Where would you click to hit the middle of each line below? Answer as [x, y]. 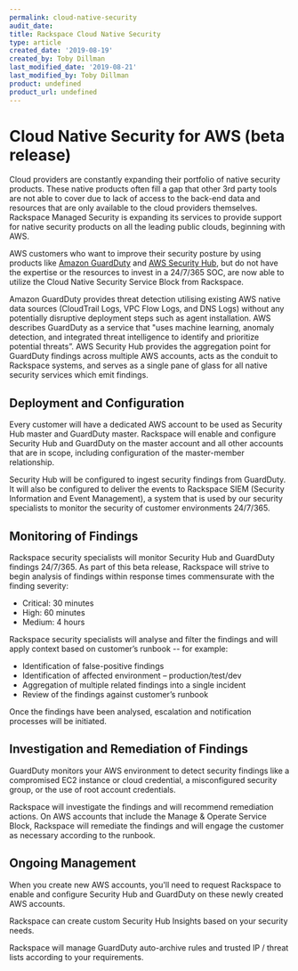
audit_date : [31, 26]
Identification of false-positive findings [93, 666]
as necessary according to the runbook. [82, 835]
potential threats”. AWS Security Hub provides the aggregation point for [140, 347]
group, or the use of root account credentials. [93, 789]
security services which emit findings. [79, 375]
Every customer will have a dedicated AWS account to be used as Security [146, 425]
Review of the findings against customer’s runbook [115, 695]
